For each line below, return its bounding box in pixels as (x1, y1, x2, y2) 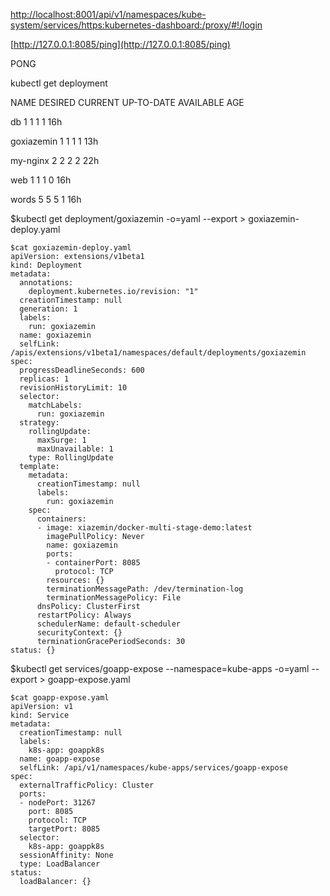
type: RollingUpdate (28, 453, 114, 463)
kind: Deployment (10, 260, 83, 270)
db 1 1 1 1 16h (10, 116, 63, 128)
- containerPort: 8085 (46, 558, 141, 568)
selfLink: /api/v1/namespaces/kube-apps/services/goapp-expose (19, 763, 288, 773)
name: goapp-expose (19, 754, 101, 764)
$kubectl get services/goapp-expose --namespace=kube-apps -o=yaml (10, 663, 310, 674)
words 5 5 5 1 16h (10, 194, 82, 205)
